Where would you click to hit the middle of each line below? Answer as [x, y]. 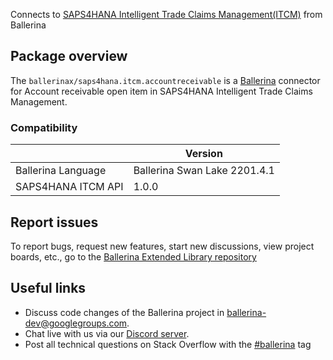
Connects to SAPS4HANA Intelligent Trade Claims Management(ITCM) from [166, 14]
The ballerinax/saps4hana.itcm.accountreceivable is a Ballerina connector [165, 80]
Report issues [54, 222]
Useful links [48, 288]
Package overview [69, 56]
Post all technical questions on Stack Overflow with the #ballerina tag [168, 344]
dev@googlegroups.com [76, 323]
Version [203, 154]
